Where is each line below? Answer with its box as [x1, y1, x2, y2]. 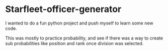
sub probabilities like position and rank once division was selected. [5, 40, 144, 46]
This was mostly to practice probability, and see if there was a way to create [5, 35, 163, 41]
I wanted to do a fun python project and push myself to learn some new [5, 20, 153, 26]
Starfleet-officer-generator [5, 3, 122, 15]
